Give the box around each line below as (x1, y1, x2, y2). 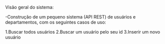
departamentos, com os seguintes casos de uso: (5, 19, 107, 25)
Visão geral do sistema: (5, 4, 54, 10)
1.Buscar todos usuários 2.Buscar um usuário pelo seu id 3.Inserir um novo (5, 29, 160, 34)
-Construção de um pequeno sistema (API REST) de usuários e (5, 14, 136, 19)
